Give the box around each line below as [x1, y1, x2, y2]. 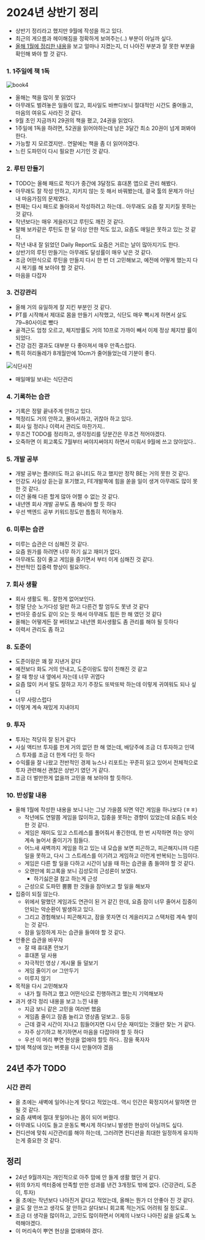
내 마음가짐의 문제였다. [15, 194, 70, 202]
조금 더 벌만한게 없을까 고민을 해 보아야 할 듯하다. [15, 774, 133, 781]
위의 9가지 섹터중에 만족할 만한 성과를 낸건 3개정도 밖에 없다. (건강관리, [15, 1181, 185, 1188]
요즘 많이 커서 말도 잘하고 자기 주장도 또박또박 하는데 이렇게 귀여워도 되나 [15, 681, 190, 688]
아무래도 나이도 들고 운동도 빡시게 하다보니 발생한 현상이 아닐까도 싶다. [15, 1121, 184, 1128]
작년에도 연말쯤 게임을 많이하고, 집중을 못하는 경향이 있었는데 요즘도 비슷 [24, 813, 198, 821]
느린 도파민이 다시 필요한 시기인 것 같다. [15, 148, 110, 155]
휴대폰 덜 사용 [24, 951, 58, 959]
